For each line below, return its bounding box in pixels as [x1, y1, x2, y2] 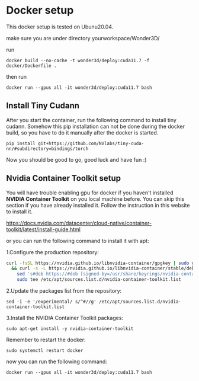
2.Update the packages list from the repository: [6, 287, 122, 294]
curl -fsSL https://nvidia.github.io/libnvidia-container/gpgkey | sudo [6, 260, 190, 266]
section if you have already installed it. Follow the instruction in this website [6, 201, 190, 209]
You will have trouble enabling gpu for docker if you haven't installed [6, 189, 174, 196]
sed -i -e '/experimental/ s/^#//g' [6, 299, 97, 305]
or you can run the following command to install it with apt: [6, 237, 149, 244]
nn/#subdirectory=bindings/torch [6, 146, 89, 152]
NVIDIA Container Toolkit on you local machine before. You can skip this [6, 195, 185, 202]
